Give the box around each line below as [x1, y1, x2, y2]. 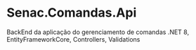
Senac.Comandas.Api [6, 5, 137, 21]
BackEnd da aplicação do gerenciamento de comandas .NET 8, [6, 28, 190, 36]
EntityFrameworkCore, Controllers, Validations [6, 35, 141, 43]
